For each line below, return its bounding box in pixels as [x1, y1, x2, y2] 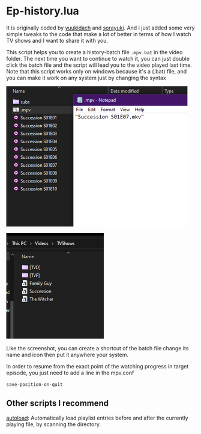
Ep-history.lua [6, 4, 79, 18]
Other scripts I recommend [6, 398, 109, 409]
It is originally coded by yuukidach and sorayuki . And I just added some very [6, 24, 195, 31]
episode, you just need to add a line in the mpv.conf [6, 369, 134, 376]
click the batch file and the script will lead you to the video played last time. [6, 61, 192, 69]
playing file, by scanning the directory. [6, 420, 101, 428]
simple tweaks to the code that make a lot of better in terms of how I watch [6, 30, 191, 37]
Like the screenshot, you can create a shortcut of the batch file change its [6, 344, 189, 352]
